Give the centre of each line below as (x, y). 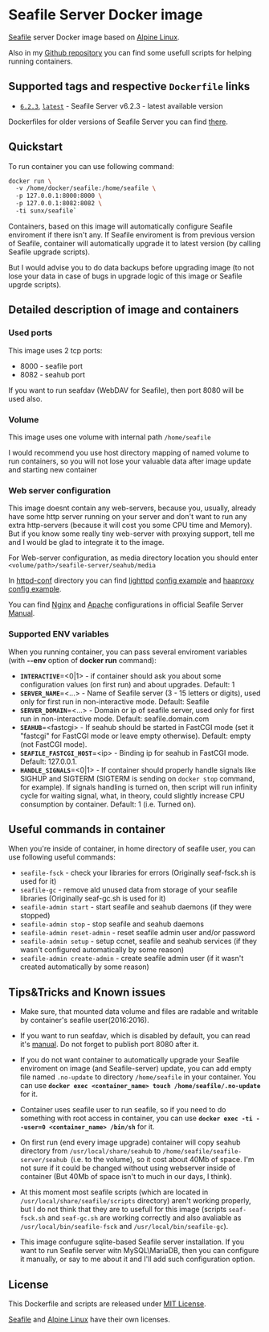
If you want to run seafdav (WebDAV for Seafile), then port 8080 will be (126, 390)
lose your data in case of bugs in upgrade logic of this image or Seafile (125, 276)
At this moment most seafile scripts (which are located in (114, 1192)
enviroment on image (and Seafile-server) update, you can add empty (136, 1069)
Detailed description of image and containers (124, 310)
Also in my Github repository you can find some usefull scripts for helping (130, 52)
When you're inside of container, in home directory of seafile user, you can (132, 849)
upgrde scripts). (35, 284)
